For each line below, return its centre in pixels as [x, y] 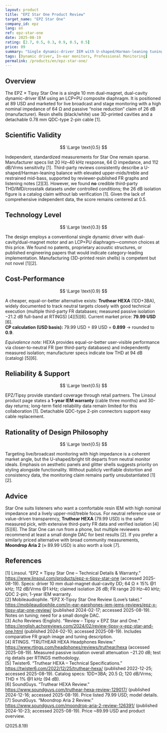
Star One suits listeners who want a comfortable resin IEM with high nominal [83, 508]
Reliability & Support [38, 373]
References [23, 561]
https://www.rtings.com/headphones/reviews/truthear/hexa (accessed [78, 647]
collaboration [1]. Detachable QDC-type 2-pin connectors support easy [78, 411]
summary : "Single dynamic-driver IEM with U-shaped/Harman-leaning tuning [84, 51]
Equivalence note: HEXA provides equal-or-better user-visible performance [83, 342]
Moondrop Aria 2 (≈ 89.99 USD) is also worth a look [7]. [63, 545]
